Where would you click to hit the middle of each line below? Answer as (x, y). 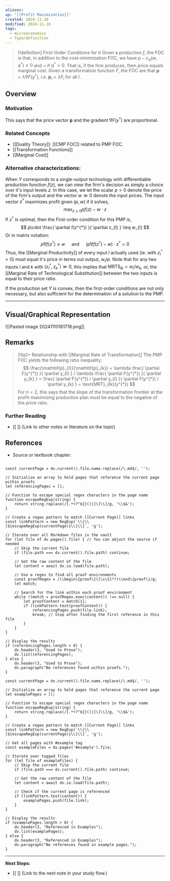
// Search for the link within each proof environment (73, 592)
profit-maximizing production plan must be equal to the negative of (88, 397)
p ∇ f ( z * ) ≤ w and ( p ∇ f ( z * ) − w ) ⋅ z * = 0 (85, 243)
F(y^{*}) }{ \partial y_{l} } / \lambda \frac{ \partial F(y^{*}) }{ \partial (91, 373)
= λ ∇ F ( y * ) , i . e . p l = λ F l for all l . (49, 77)
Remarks (20, 343)
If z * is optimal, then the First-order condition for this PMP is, (68, 219)
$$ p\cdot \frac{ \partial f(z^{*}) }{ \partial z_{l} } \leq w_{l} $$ (85, 227)
